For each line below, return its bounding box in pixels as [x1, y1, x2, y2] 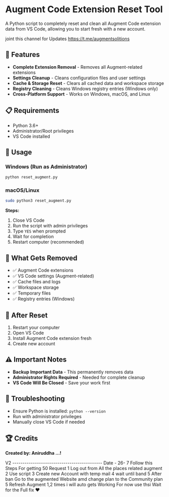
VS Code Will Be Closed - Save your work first [12, 379, 111, 386]
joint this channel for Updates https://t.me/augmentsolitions [5, 36, 130, 42]
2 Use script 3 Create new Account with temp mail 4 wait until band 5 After [5, 471, 162, 477]
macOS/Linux [5, 187, 40, 194]
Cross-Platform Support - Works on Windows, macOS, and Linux [12, 91, 151, 97]
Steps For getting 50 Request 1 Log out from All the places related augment [5, 465, 162, 472]
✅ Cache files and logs [12, 279, 61, 285]
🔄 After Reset [5, 311, 48, 319]
